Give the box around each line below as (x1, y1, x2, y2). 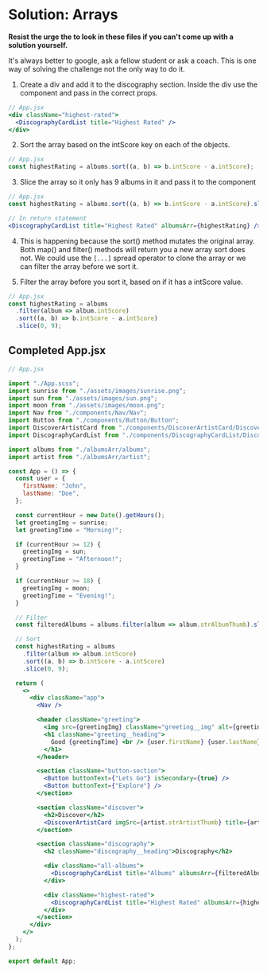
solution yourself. (8, 40, 68, 49)
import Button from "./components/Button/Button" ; (8, 416, 180, 425)
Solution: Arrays (8, 6, 118, 24)
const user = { (15, 475, 66, 483)
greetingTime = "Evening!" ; (22, 591, 115, 600)
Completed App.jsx (8, 344, 106, 357)
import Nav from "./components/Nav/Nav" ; (8, 409, 148, 417)
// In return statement (8, 214, 87, 222)
